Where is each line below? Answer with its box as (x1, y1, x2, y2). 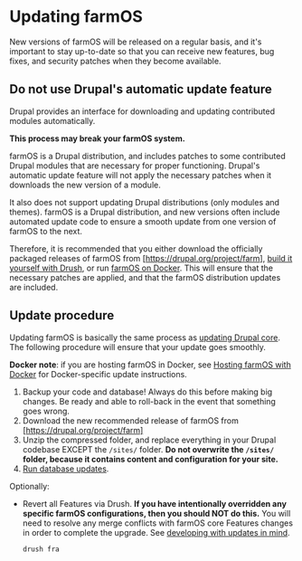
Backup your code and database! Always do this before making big (22, 386, 273, 397)
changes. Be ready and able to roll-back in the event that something (22, 395, 276, 406)
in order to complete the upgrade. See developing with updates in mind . (22, 527, 291, 537)
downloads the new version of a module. (9, 179, 161, 190)
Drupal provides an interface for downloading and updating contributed (9, 106, 276, 117)
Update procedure (9, 308, 115, 323)
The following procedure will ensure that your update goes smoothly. (9, 341, 267, 352)
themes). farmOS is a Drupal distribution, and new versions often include (9, 206, 280, 217)
